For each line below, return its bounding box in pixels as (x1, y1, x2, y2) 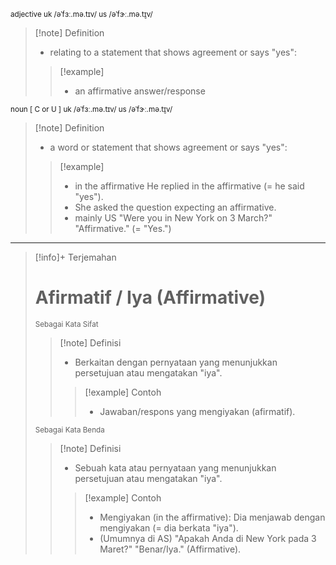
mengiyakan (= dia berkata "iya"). (99, 521, 239, 534)
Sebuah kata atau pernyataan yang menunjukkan (74, 461, 277, 474)
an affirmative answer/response (74, 85, 206, 97)
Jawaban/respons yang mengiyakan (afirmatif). (99, 405, 296, 417)
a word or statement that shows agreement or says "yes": (49, 141, 288, 153)
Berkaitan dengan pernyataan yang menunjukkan (74, 356, 278, 368)
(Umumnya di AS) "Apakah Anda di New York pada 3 (99, 532, 317, 544)
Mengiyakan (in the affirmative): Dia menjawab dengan (99, 511, 326, 523)
